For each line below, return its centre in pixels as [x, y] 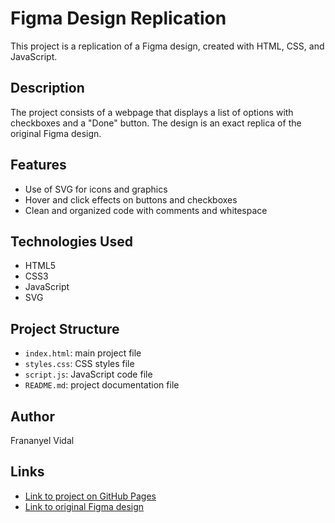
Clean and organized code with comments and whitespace [146, 210]
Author [32, 416]
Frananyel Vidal [42, 440]
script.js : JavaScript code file [88, 374]
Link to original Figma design [84, 506]
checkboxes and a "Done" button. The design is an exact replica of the [156, 123]
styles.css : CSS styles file [79, 364]
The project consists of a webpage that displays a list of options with [152, 112]
